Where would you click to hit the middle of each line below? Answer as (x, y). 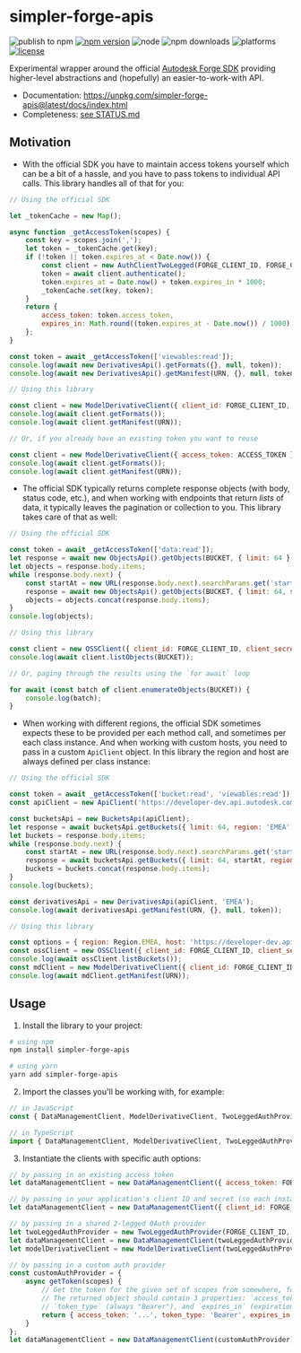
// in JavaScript (42, 1109)
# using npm (31, 1042)
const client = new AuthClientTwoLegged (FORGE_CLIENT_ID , (152, 266)
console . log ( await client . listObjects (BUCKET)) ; (102, 657)
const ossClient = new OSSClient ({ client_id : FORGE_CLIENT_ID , (132, 951)
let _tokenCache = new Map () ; (66, 216)
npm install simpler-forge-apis (69, 1050)
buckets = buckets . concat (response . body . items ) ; (118, 869)
